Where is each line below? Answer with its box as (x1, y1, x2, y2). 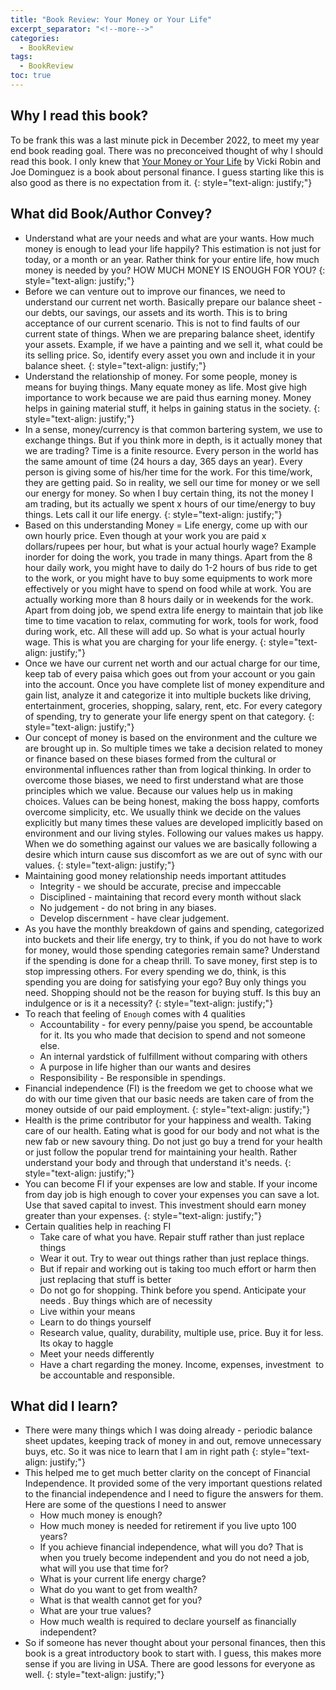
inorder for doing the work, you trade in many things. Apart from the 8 (24, 551, 313, 563)
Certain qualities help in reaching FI (24, 1220, 172, 1232)
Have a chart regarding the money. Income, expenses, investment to (39, 1358, 325, 1370)
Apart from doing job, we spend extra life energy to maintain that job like (24, 604, 324, 616)
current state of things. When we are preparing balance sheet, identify (24, 327, 315, 340)
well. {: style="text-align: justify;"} (24, 1669, 165, 1681)
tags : (10, 52, 33, 62)
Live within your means (39, 1305, 136, 1317)
